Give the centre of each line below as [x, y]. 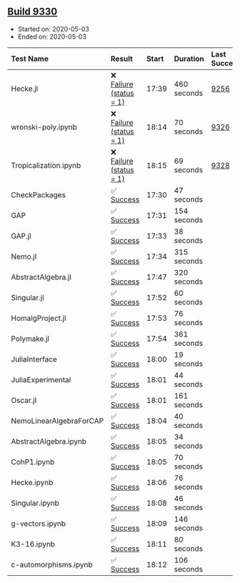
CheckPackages [39, 194]
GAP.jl [21, 236]
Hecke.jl [25, 89]
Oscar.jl [24, 400]
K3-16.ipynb [33, 544]
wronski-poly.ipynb [44, 126]
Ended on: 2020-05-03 [52, 36]
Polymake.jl [30, 339]
